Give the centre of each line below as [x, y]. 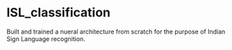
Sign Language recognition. [46, 38]
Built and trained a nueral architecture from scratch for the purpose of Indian [116, 32]
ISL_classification [59, 13]
